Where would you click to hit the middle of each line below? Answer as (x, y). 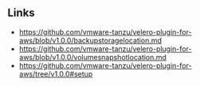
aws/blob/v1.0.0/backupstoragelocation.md (90, 40)
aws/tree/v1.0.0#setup (56, 73)
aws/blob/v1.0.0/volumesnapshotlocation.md (92, 57)
